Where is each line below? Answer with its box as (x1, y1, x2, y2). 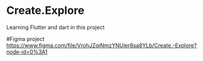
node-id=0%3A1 (6, 48, 48, 55)
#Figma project (6, 35, 45, 42)
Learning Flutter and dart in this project (6, 24, 105, 31)
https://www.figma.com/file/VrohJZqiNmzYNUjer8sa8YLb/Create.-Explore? (6, 42, 197, 49)
